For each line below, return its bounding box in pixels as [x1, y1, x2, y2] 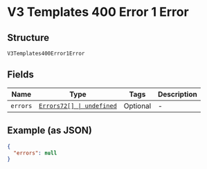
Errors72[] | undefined [39, 102, 118, 109]
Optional [123, 101, 152, 111]
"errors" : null [13, 150, 57, 157]
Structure [7, 32, 50, 44]
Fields [7, 69, 35, 80]
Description [158, 89, 197, 99]
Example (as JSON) [7, 125, 92, 136]
